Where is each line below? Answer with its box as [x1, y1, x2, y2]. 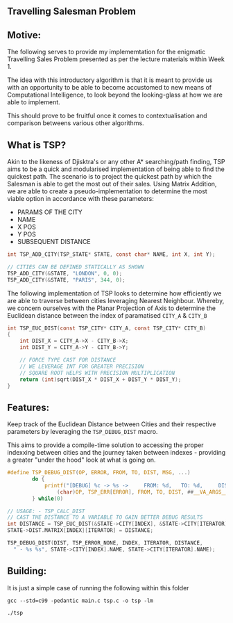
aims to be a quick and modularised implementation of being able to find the [7, 165, 225, 173]
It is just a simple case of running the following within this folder [7, 583, 189, 592]
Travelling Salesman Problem [7, 6, 137, 17]
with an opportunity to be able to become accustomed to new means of [7, 83, 212, 92]
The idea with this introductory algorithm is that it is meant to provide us [7, 76, 213, 84]
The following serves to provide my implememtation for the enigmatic [7, 48, 206, 56]
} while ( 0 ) [32, 495, 64, 502]
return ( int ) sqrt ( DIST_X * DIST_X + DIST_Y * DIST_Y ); [19, 375, 182, 383]
